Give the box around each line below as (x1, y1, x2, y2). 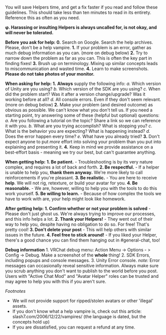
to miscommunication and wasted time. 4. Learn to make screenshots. (5, 66, 149, 72)
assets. (12, 303, 27, 309)
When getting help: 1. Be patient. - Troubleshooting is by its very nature (5, 159, 153, 165)
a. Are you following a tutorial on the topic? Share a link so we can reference (5, 118, 161, 123)
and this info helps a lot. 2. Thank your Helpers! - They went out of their (5, 216, 153, 222)
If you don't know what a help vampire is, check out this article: (12, 308, 142, 314)
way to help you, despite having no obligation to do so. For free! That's (5, 221, 150, 227)
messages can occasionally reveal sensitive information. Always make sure (5, 263, 159, 268)
